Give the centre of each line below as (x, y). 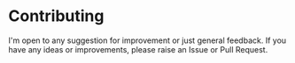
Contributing (56, 16)
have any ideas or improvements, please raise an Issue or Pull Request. (138, 49)
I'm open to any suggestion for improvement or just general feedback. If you (147, 40)
